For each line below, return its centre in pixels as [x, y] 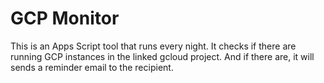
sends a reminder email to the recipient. [92, 67]
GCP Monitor [65, 18]
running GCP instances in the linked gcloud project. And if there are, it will [162, 56]
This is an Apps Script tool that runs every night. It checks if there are [153, 46]
